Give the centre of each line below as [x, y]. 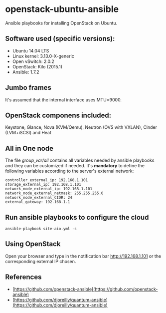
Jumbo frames [28, 88]
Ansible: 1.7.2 [26, 72]
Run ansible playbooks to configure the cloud [77, 217]
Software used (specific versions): [60, 39]
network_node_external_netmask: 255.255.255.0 [54, 193]
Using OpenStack [33, 244]
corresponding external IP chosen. [41, 261]
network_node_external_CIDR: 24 [39, 198]
